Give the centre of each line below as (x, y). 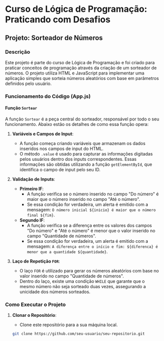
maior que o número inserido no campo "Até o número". (83, 199)
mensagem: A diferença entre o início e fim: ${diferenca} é (92, 246)
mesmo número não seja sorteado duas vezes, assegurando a (83, 286)
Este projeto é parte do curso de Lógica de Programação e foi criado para (80, 62)
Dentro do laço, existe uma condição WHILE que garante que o (82, 281)
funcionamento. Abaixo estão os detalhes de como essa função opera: (77, 124)
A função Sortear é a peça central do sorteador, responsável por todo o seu (82, 119)
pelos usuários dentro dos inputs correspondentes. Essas (78, 159)
